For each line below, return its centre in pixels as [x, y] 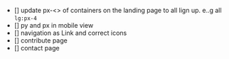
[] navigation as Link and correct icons [70, 33]
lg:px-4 [25, 18]
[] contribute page [41, 41]
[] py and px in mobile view [54, 25]
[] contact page [37, 48]
